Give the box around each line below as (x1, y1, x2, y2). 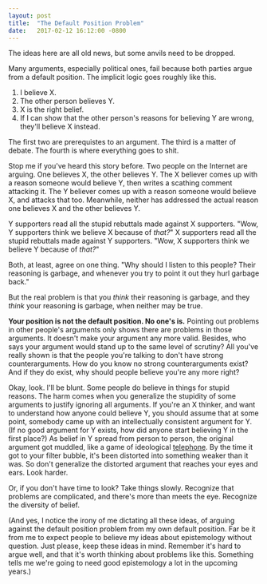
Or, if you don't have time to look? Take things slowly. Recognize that (8, 483, 234, 493)
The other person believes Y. (19, 97, 116, 106)
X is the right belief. (19, 105, 84, 114)
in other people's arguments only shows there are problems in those (8, 325, 233, 335)
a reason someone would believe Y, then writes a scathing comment (8, 178, 233, 188)
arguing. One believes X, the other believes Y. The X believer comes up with (8, 169, 258, 180)
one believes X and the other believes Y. (8, 204, 141, 213)
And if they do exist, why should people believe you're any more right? (8, 367, 240, 377)
